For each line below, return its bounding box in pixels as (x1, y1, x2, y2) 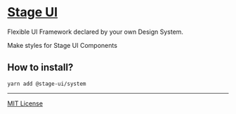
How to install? (7, 61, 74, 74)
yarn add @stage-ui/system (7, 80, 86, 87)
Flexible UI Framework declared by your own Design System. (7, 27, 184, 36)
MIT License (7, 99, 44, 108)
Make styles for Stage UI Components (7, 41, 118, 49)
